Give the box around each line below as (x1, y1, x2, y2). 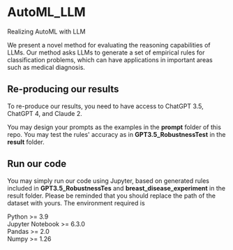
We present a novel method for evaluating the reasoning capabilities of (7, 41, 211, 49)
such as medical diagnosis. (7, 63, 86, 71)
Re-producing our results (7, 83, 119, 95)
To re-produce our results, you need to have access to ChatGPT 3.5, (7, 102, 204, 110)
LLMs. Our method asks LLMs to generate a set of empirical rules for (7, 48, 205, 57)
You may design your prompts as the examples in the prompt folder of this (7, 123, 222, 131)
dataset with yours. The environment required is (7, 198, 145, 207)
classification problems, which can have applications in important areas (7, 55, 213, 64)
